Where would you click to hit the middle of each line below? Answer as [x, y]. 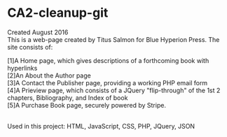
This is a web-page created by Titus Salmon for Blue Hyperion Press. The [113, 39]
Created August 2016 [38, 32]
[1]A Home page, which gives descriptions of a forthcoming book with [108, 60]
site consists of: [30, 47]
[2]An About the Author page [49, 75]
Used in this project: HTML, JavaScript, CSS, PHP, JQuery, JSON [101, 126]
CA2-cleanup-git [58, 13]
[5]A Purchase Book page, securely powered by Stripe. [87, 105]
